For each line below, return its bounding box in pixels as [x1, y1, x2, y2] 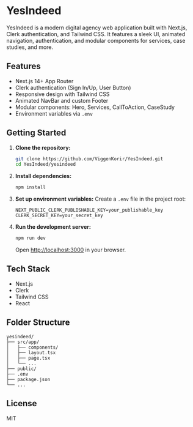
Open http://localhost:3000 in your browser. [15, 246, 126, 254]
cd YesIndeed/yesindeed [15, 162, 76, 168]
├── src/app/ [6, 339, 40, 345]
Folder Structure [6, 317, 70, 328]
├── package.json [6, 376, 51, 382]
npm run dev [15, 235, 46, 242]
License [6, 398, 37, 409]
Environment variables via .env [15, 110, 93, 117]
